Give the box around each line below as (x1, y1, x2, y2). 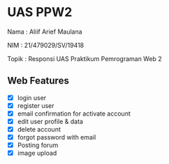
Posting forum (17, 141, 59, 149)
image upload (17, 149, 57, 158)
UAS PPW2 (7, 4, 73, 20)
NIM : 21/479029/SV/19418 (7, 41, 84, 49)
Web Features (7, 75, 70, 87)
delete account (17, 125, 61, 133)
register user (17, 101, 54, 109)
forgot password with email (17, 133, 96, 142)
